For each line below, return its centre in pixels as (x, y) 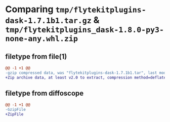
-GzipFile (16, 110)
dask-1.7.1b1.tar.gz (49, 21)
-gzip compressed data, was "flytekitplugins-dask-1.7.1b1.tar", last (81, 73)
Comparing (29, 9)
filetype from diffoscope (45, 93)
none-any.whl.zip (42, 39)
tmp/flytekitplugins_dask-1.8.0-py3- (85, 30)
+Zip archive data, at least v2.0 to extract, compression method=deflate (86, 77)
